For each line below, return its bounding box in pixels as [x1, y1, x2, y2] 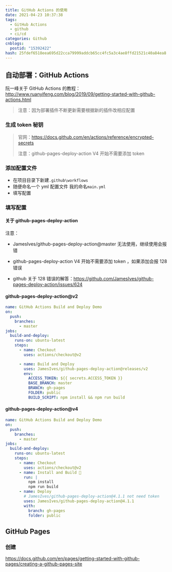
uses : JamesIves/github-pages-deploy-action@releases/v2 [24, 366, 148, 371]
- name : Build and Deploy [18, 361, 74, 367]
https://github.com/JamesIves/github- [73, 276, 154, 282]
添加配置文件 [5, 164, 37, 171]
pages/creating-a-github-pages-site [5, 561, 83, 567]
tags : [5, 17, 17, 22]
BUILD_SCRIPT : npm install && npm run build [28, 395, 125, 400]
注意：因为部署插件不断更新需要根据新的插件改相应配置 [17, 107, 135, 113]
